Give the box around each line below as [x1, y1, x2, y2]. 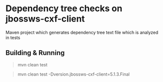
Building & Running [5, 49, 65, 57]
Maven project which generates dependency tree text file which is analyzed [5, 29, 159, 35]
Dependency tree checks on [5, 3, 123, 14]
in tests [5, 35, 21, 41]
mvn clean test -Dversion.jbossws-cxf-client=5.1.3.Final [17, 71, 130, 77]
